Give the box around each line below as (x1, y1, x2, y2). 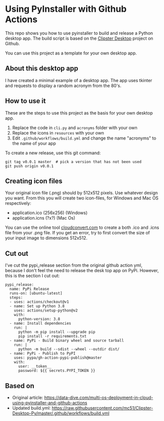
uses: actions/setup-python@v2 (14, 308, 78, 313)
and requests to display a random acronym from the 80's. (5, 83, 122, 88)
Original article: (12, 394, 43, 400)
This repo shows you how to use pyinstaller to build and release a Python (5, 30, 153, 36)
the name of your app (12, 140, 56, 146)
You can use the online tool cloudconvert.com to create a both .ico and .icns (5, 225, 160, 230)
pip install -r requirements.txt (18, 334, 87, 339)
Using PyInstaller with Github (5, 3, 127, 15)
